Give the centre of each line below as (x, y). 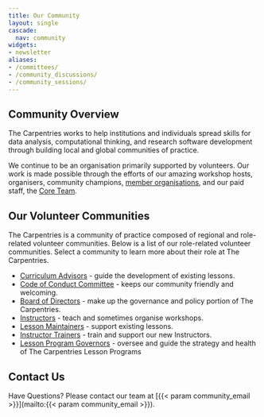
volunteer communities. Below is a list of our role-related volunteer (142, 244)
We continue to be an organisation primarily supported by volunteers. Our (129, 166)
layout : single (33, 23)
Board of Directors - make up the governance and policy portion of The (136, 301)
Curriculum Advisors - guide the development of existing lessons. (127, 276)
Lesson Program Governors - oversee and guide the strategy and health (138, 343)
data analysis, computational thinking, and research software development (130, 142)
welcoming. (39, 293)
